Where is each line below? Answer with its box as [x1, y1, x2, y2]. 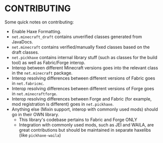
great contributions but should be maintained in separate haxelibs [19, 127, 151, 133]
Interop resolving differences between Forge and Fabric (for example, [11, 96, 152, 102]
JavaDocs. [11, 39, 34, 44]
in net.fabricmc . [11, 80, 44, 86]
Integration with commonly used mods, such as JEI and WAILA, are [19, 122, 154, 127]
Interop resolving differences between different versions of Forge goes [11, 85, 154, 91]
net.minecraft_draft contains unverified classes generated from [11, 34, 142, 40]
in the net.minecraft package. [11, 70, 73, 76]
